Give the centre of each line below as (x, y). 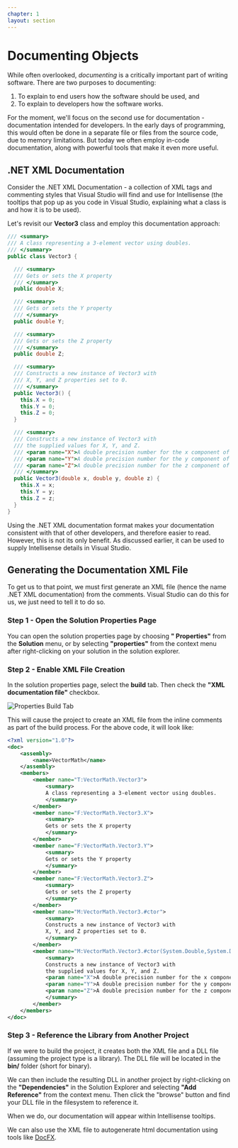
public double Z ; (39, 354)
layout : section (31, 21)
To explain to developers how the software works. (90, 104)
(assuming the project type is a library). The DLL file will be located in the (114, 1058)
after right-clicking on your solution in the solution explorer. (94, 651)
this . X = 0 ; (38, 400)
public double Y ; (39, 321)
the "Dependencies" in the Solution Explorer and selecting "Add (102, 1087)
